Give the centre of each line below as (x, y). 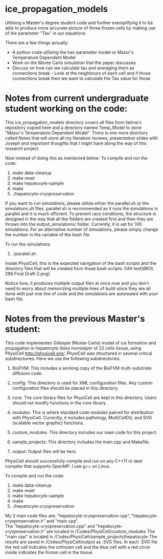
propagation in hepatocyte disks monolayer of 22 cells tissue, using (73, 348)
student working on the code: (66, 109)
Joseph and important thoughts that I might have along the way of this (76, 143)
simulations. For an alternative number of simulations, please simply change (81, 229)
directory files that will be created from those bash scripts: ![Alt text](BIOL (80, 268)
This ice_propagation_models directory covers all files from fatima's (73, 122)
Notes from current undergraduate (77, 98)
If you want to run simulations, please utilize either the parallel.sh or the (77, 203)
